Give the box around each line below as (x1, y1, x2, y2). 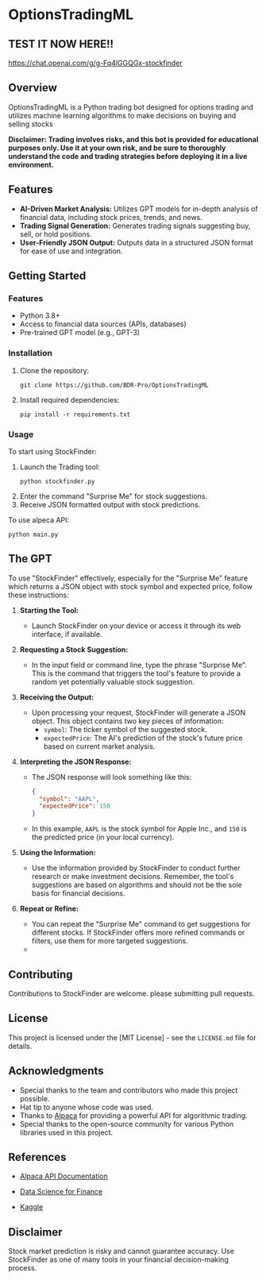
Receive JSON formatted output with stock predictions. (19, 499, 201, 509)
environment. (8, 160, 54, 169)
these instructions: (8, 590, 69, 600)
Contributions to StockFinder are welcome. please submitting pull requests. (8, 989, 255, 998)
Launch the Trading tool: (19, 462, 101, 472)
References (8, 1151, 67, 1164)
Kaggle (19, 1202, 44, 1212)
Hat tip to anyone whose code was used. (19, 1102, 153, 1112)
